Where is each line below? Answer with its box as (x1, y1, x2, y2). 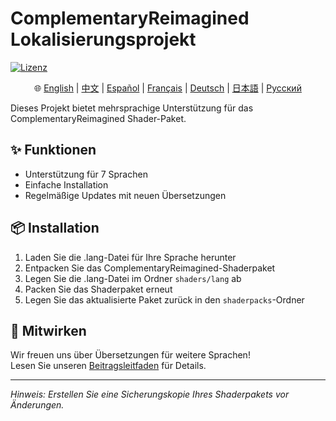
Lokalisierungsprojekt (10, 28, 197, 51)
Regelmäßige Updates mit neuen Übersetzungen (24, 189, 227, 201)
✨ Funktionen (10, 142, 97, 159)
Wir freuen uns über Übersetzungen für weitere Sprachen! (10, 349, 251, 361)
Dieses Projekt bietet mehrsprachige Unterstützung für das (10, 102, 254, 114)
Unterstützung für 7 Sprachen (24, 168, 148, 180)
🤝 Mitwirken (10, 322, 87, 339)
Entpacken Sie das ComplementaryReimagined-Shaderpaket (24, 262, 276, 274)
